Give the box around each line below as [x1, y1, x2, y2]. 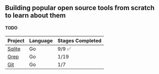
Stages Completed [57, 37, 102, 44]
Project [7, 37, 25, 44]
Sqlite [7, 45, 21, 52]
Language [29, 37, 53, 44]
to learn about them [5, 12, 66, 20]
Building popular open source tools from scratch [5, 4, 155, 12]
